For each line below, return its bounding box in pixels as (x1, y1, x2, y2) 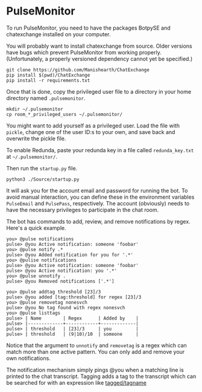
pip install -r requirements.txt (6, 77, 90, 83)
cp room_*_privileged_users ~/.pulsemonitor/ (6, 111, 122, 117)
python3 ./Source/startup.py (6, 176, 80, 182)
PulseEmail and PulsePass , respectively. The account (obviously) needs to (6, 199, 190, 207)
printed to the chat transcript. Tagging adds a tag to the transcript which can (6, 373, 197, 380)
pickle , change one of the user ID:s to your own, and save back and (6, 128, 175, 135)
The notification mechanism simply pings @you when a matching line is (6, 366, 184, 373)
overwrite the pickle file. (6, 135, 66, 142)
